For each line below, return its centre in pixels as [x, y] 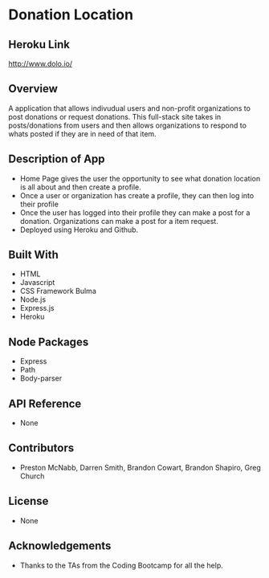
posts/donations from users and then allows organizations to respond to [128, 125]
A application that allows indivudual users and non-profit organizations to [130, 108]
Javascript [37, 283]
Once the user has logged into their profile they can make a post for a [135, 212]
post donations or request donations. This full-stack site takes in [115, 116]
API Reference [45, 403]
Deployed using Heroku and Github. [79, 230]
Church [32, 476]
